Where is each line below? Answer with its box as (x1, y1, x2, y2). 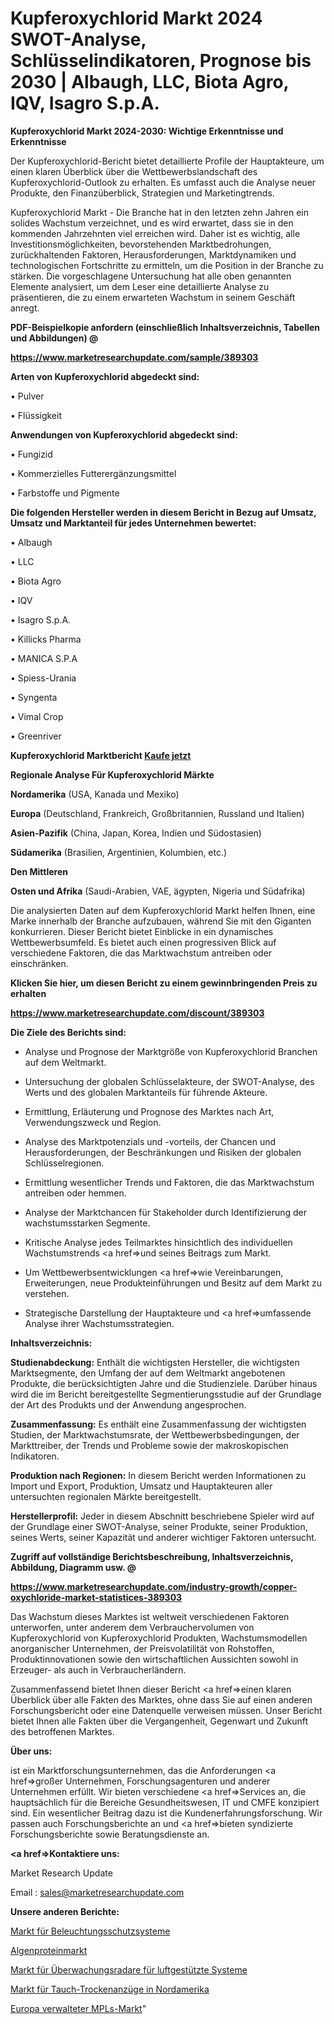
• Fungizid (10, 448, 53, 460)
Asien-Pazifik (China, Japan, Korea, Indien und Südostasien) (10, 827, 262, 839)
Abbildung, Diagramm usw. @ (10, 1561, 137, 1573)
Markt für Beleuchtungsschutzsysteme (10, 1925, 171, 1937)
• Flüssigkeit (10, 409, 63, 421)
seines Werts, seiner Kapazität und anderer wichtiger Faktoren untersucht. (10, 1531, 317, 1543)
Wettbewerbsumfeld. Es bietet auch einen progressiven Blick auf (10, 936, 277, 948)
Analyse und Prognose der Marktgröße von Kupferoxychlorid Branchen (24, 1045, 318, 1057)
